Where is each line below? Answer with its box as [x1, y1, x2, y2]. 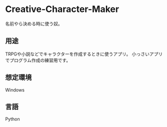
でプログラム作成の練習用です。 [5, 57, 71, 63]
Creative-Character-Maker [5, 3, 119, 15]
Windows [5, 86, 25, 93]
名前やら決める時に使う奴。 [5, 20, 63, 26]
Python [5, 116, 20, 122]
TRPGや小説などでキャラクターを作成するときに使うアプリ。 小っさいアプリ [5, 51, 163, 57]
